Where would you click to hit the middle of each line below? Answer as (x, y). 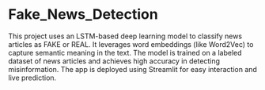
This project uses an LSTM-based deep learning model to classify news (125, 36)
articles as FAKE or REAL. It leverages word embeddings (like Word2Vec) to (131, 44)
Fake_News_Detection (83, 14)
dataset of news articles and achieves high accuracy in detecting (114, 61)
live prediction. (32, 77)
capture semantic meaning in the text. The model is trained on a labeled (125, 52)
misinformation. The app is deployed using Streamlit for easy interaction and (132, 69)
